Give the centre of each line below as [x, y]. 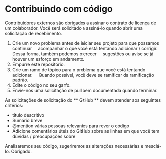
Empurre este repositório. [39, 64]
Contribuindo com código [59, 9]
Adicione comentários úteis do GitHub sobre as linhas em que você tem [86, 131]
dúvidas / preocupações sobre [44, 136]
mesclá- [153, 146]
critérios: [14, 105]
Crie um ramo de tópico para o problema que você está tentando [79, 69]
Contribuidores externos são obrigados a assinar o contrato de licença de [81, 23]
